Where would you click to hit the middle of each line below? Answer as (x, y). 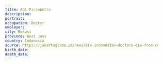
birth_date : (17, 50)
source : (13, 45)
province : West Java (26, 37)
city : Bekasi (18, 32)
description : (18, 14)
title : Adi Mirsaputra (28, 9)
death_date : (17, 54)
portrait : (15, 18)
